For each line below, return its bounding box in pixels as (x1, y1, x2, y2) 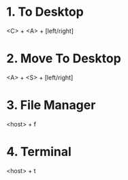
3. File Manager (6, 97, 96, 113)
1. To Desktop (6, 4, 84, 20)
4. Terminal (6, 144, 72, 159)
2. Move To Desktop (6, 51, 122, 66)
